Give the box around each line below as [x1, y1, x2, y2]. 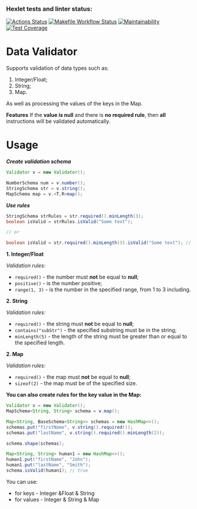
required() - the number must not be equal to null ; [14, 273, 139, 280]
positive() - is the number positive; [14, 280, 102, 287]
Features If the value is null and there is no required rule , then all [6, 112, 166, 119]
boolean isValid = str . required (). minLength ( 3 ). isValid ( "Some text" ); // [6, 240, 192, 246]
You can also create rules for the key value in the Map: [6, 391, 142, 399]
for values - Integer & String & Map [14, 495, 100, 503]
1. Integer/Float [6, 250, 44, 258]
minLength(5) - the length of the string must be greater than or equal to [14, 333, 188, 340]
